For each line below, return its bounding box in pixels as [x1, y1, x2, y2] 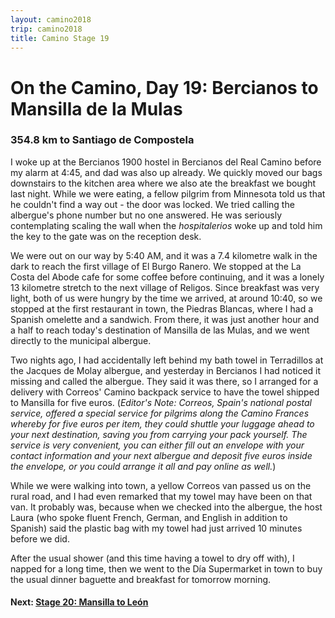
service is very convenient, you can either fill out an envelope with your [10, 439, 305, 451]
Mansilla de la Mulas [10, 97, 183, 120]
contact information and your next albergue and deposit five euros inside [10, 449, 313, 461]
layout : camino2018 [10, 14, 92, 25]
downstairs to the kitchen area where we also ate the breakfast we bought [10, 177, 317, 189]
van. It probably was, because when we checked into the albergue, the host [10, 501, 323, 513]
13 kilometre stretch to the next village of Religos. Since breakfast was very [10, 281, 320, 293]
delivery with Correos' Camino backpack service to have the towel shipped [10, 386, 320, 398]
